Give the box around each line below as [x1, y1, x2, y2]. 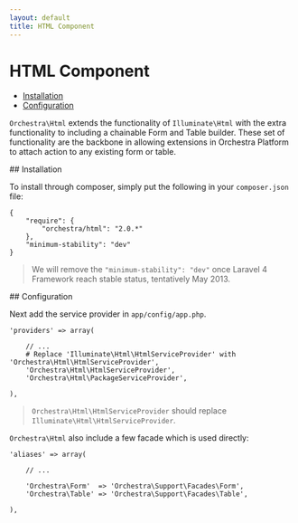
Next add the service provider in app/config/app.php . [9, 309, 207, 319]
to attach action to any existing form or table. [9, 147, 177, 157]
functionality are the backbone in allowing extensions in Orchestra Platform [9, 137, 289, 147]
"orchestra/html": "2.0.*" [42, 224, 144, 233]
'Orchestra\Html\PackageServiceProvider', [25, 374, 188, 383]
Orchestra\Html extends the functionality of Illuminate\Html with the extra [9, 118, 287, 128]
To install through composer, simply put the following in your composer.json [9, 182, 289, 193]
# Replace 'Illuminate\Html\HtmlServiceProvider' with [25, 350, 237, 359]
